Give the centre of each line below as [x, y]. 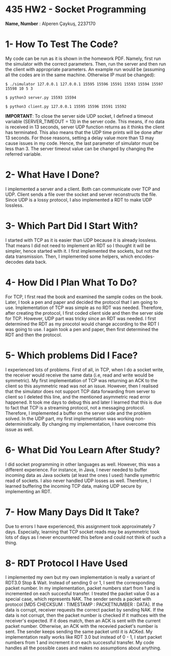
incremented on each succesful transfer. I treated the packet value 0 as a [82, 594]
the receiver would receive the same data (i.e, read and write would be [80, 375]
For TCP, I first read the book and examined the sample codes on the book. [84, 297]
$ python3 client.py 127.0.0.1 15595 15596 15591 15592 [66, 106]
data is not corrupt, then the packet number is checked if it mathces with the [86, 616]
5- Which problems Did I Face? [71, 355]
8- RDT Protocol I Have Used [67, 563]
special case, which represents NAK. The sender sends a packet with [78, 599]
